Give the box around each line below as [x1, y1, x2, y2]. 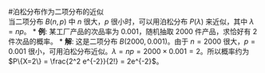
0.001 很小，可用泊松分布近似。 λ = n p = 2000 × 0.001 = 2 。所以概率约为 [8, 47, 250, 56]
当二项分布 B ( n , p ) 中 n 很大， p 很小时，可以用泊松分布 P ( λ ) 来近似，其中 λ [8, 17, 255, 26]
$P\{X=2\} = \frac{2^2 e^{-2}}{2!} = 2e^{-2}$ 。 [8, 56, 164, 66]
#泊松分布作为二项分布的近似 [8, 7, 104, 16]
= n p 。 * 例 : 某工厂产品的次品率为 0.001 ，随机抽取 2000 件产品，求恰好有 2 [8, 27, 258, 36]
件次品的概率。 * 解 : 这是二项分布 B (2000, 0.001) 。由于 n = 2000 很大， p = [8, 36, 256, 46]
